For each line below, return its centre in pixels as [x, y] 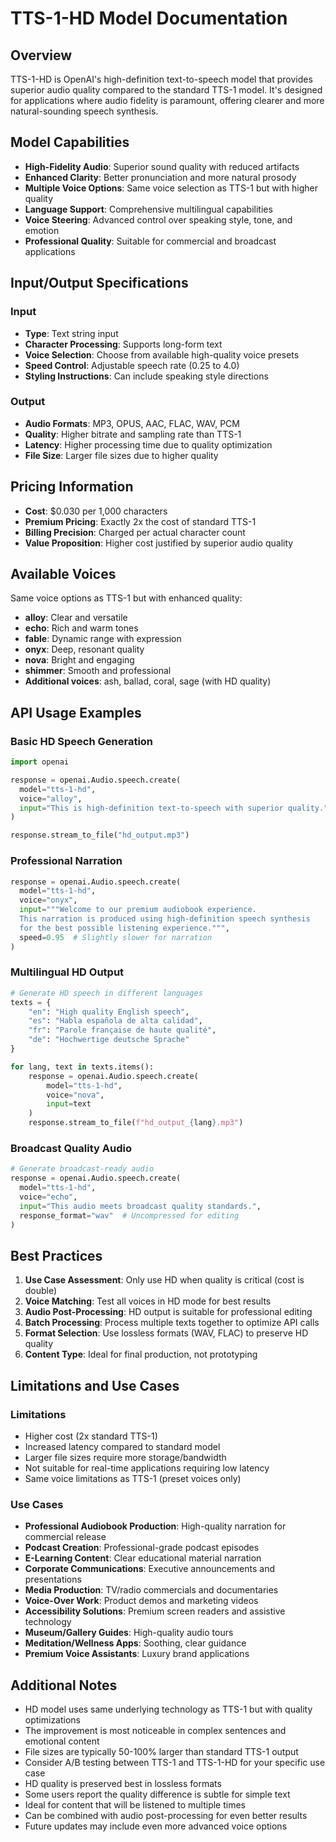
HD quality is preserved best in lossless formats [123, 1784]
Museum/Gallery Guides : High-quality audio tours [129, 1633]
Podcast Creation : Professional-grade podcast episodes [142, 1548]
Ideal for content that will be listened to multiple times [135, 1805]
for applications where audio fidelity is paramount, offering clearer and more [167, 100]
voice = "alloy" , [51, 798]
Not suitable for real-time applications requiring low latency [147, 1468]
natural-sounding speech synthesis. [84, 111]
